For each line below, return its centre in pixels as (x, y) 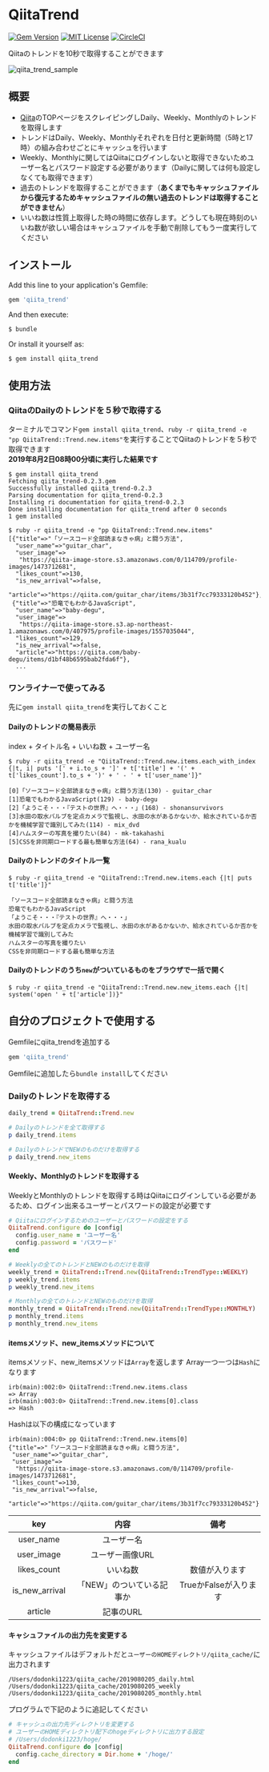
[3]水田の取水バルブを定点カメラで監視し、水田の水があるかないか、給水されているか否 (133, 816)
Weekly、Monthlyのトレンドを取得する (74, 1176)
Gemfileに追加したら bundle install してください (88, 1073)
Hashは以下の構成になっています (62, 1424)
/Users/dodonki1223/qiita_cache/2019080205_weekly (94, 1686)
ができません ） (44, 207)
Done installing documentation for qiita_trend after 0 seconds (118, 510)
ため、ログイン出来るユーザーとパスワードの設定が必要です (113, 1205)
